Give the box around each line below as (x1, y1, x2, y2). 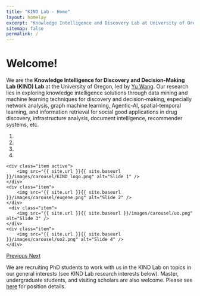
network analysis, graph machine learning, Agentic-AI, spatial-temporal (6, 102, 182, 109)
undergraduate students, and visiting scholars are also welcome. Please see (6, 276, 193, 284)
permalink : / (6, 31, 39, 37)
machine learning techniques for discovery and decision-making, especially (6, 96, 192, 103)
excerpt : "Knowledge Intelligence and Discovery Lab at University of (6, 20, 185, 26)
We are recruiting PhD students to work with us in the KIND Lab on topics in (6, 264, 192, 271)
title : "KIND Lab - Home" (6, 8, 70, 15)
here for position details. (6, 283, 66, 290)
